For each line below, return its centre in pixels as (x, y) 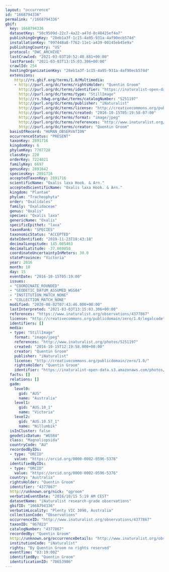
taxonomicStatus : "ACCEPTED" (40, 234)
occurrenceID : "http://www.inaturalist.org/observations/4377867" (81, 520)
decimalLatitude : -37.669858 (40, 249)
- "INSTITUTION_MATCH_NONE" (39, 295)
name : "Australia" (38, 398)
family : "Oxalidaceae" (33, 206)
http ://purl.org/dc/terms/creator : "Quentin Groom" (74, 127)
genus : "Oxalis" (27, 211)
